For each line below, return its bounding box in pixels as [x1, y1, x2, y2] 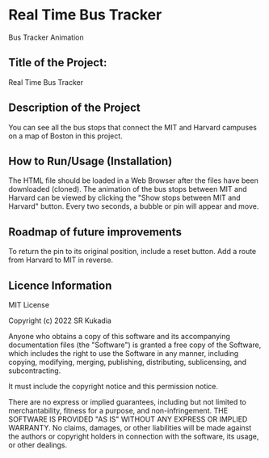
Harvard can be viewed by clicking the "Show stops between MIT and [8, 193, 241, 203]
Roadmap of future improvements [8, 225, 182, 239]
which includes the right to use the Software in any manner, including [8, 349, 239, 358]
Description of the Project [8, 101, 141, 115]
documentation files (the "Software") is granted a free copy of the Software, [8, 340, 262, 350]
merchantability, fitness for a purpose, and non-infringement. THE [8, 406, 229, 415]
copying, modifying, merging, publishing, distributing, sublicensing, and [8, 358, 247, 367]
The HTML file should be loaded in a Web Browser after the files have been [8, 176, 258, 185]
